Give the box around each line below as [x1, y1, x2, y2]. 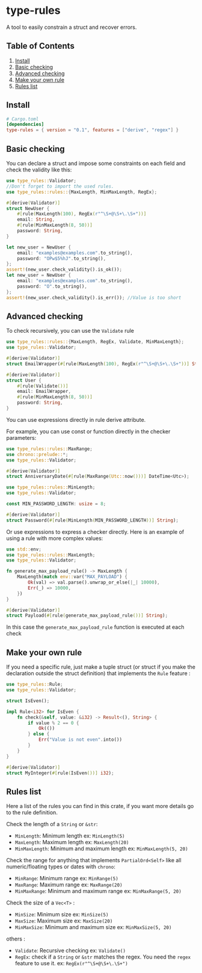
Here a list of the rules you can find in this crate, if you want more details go [6, 803, 194, 810]
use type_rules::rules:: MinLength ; [6, 484, 96, 490]
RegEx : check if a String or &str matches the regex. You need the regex [14, 953, 191, 960]
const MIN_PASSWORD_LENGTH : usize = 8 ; [6, 501, 106, 507]
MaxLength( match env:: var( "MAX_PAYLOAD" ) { [17, 574, 128, 580]
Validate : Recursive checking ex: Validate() [14, 947, 126, 954]
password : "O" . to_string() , [17, 283, 87, 289]
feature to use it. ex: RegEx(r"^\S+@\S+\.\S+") [14, 960, 128, 967]
